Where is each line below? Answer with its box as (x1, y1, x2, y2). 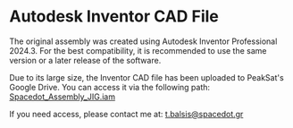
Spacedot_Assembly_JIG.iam (9, 91, 116, 102)
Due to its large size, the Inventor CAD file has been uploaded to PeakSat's (9, 72, 284, 82)
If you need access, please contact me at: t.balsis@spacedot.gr (9, 108, 244, 119)
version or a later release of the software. (9, 55, 162, 65)
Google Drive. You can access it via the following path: (9, 81, 211, 92)
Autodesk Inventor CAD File (9, 6, 219, 27)
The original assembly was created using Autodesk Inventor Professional (9, 36, 278, 47)
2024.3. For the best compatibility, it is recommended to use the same (9, 45, 267, 55)
